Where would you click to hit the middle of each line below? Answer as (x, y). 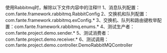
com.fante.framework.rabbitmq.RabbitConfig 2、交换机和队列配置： (77, 14)
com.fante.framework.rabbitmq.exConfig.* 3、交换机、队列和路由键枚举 (81, 20)
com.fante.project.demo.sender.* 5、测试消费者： (58, 33)
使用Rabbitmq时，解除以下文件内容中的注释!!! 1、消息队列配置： (73, 7)
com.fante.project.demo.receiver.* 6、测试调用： (57, 39)
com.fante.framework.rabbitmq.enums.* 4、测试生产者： (74, 26)
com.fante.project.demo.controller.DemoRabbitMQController (69, 45)
